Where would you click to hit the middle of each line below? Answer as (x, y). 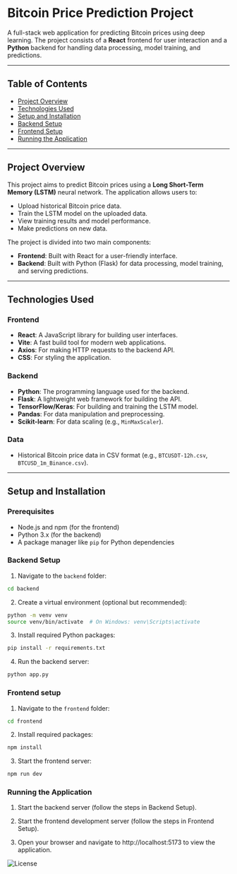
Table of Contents (48, 84)
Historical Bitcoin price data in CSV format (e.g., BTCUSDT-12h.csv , (113, 455)
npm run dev (25, 774)
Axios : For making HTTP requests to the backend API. (96, 350)
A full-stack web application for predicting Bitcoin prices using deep (107, 33)
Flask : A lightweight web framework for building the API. (99, 399)
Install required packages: (55, 735)
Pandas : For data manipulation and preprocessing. (91, 414)
